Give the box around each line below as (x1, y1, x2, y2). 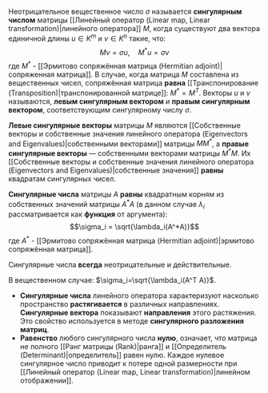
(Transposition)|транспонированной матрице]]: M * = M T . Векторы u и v (8, 86, 250, 97)
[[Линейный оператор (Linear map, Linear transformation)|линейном (19, 367, 250, 377)
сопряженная (8, 69, 55, 79)
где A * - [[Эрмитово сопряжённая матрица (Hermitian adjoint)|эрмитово (8, 235, 254, 246)
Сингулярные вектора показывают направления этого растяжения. (19, 308, 257, 318)
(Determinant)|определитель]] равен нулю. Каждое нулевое (19, 351, 225, 360)
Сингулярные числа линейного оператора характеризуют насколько (19, 291, 259, 300)
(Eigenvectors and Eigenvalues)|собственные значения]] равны (8, 165, 224, 175)
